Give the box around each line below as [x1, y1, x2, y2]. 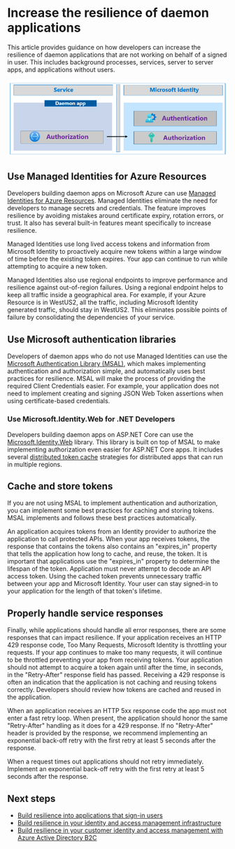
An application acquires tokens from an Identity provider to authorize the [7, 527, 217, 536]
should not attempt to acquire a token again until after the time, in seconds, [7, 663, 224, 672]
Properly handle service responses [7, 607, 164, 619]
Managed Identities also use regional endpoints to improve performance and [7, 276, 228, 285]
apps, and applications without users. [7, 65, 115, 74]
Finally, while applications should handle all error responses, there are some [7, 626, 226, 634]
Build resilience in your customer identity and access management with [17, 826, 224, 834]
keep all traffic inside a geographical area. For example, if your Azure [7, 291, 206, 299]
